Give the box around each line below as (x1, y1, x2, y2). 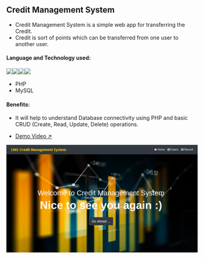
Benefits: (6, 100, 30, 108)
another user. (15, 40, 49, 47)
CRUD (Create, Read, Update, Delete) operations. (15, 121, 138, 128)
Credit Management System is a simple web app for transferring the (15, 21, 185, 28)
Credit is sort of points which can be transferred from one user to (15, 33, 179, 41)
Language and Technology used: (6, 54, 91, 61)
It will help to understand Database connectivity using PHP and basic (15, 114, 188, 122)
